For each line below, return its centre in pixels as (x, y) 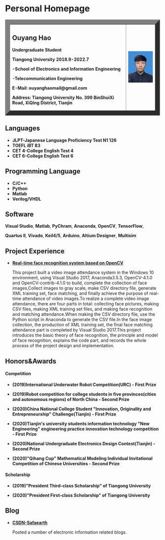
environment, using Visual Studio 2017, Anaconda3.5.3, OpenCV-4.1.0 (82, 278)
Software (19, 214)
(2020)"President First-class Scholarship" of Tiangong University (81, 495)
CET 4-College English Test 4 (43, 150)
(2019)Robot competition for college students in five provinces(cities (84, 394)
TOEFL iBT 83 (26, 145)
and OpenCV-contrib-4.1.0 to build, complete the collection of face (80, 283)
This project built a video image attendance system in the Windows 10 (83, 272)
